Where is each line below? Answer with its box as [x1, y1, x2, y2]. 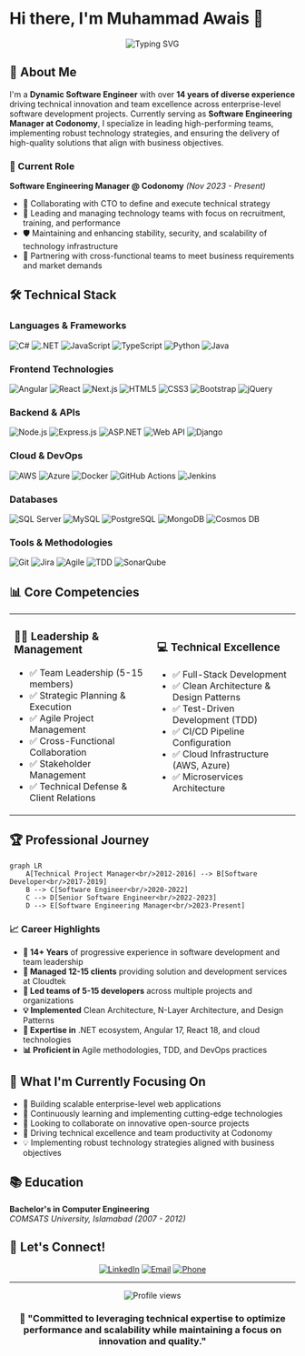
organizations [22, 995, 74, 1006]
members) [29, 678, 74, 690]
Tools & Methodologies [9, 536, 113, 548]
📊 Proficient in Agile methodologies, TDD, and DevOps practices [22, 1045, 268, 1056]
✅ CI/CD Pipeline [172, 725, 245, 738]
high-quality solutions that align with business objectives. [9, 136, 224, 148]
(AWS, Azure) [172, 758, 231, 771]
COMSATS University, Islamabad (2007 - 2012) [9, 1213, 186, 1224]
